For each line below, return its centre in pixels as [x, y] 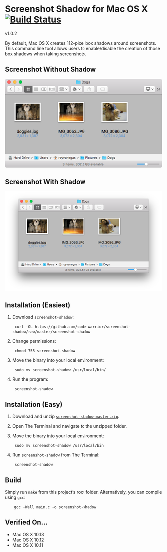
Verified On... [27, 522]
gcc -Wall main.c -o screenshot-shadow [55, 507]
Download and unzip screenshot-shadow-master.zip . [66, 416]
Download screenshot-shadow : [43, 317]
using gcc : [15, 497]
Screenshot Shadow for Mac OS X [77, 9]
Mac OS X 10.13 [28, 534]
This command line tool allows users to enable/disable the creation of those [83, 48]
